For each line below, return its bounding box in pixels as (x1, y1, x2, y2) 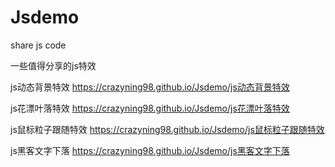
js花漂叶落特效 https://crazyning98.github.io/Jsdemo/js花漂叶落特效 (10, 102, 290, 114)
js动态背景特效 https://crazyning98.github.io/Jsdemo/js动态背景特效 (10, 81, 290, 93)
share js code (10, 39, 67, 51)
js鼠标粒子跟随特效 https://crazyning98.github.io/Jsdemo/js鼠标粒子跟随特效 (10, 123, 325, 135)
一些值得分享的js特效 (10, 59, 97, 71)
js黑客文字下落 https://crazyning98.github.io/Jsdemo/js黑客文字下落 (10, 144, 290, 156)
